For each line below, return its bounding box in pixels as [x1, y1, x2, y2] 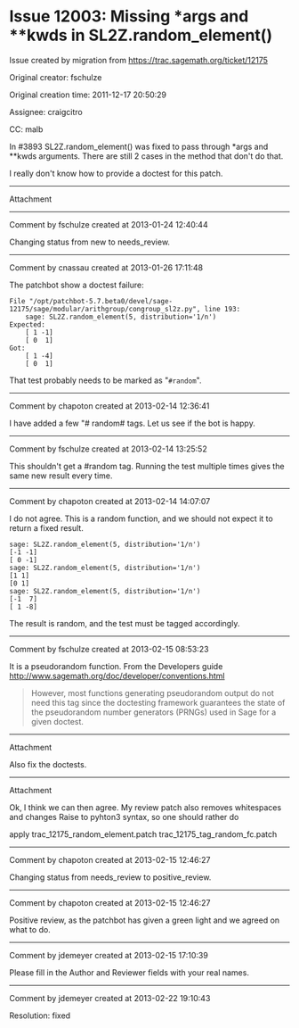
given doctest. [30, 716, 85, 726]
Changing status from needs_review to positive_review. [9, 872, 212, 883]
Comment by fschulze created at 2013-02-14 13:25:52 [9, 444, 207, 454]
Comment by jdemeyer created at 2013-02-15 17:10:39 [9, 949, 209, 960]
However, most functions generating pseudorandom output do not [30, 687, 274, 698]
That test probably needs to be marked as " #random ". [9, 375, 202, 385]
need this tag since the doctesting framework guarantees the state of [30, 697, 286, 708]
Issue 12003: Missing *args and [9, 6, 249, 27]
